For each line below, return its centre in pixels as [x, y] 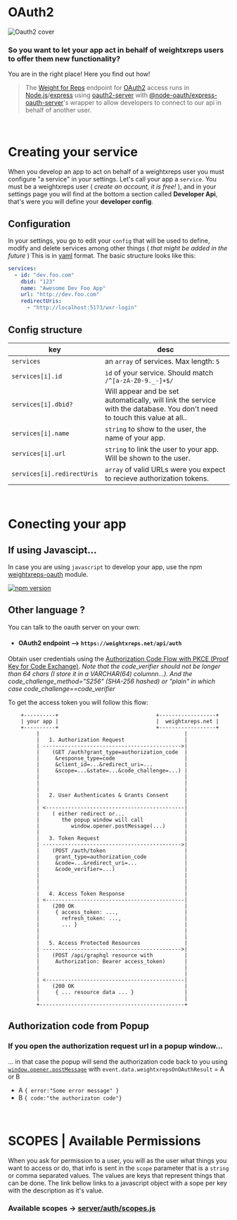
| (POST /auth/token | [112, 851]
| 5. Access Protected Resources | [112, 943]
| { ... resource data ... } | [112, 992]
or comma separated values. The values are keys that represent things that [117, 1175]
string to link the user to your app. [162, 449]
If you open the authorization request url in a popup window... [116, 1046]
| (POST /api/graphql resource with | [112, 955]
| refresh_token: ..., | [112, 918]
